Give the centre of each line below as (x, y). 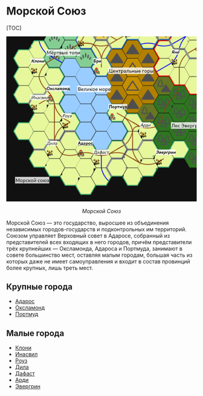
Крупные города (40, 287)
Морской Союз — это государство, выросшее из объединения (88, 223)
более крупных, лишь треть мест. (50, 268)
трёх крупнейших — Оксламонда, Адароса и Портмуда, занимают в (95, 248)
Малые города (35, 333)
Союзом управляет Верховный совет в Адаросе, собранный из (88, 236)
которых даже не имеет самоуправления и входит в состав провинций (98, 261)
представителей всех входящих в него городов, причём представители (99, 242)
